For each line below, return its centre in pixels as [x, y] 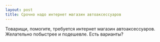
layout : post [19, 10]
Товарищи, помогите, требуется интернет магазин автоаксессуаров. [80, 28]
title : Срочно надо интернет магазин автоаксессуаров [63, 14]
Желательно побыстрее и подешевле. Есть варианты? [64, 34]
